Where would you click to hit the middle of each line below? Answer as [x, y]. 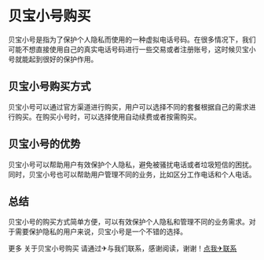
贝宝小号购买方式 [49, 86]
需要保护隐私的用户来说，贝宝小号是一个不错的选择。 [101, 232]
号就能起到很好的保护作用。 [53, 59]
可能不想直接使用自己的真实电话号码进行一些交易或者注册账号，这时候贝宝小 [132, 49]
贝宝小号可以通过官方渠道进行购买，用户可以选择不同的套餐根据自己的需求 [128, 106]
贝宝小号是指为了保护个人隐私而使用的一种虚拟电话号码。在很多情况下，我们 [132, 39]
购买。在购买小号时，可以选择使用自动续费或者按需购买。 [108, 117]
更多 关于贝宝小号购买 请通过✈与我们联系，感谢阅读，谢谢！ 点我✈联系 [123, 248]
